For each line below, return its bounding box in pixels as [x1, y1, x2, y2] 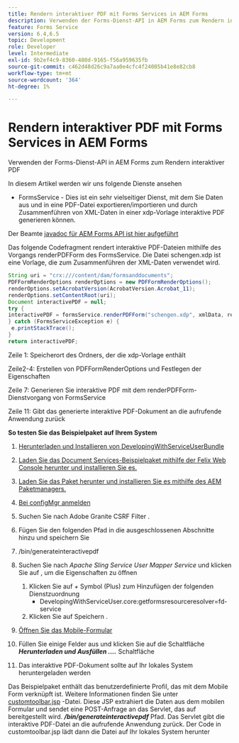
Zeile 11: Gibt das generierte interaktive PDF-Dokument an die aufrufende [8, 407, 222, 415]
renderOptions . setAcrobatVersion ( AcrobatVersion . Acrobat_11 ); [8, 285, 196, 292]
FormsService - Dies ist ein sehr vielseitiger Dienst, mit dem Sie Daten [18, 193, 223, 202]
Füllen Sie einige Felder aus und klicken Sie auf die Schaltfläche [18, 639, 205, 648]
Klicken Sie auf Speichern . [28, 612, 109, 620]
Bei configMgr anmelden [18, 498, 91, 507]
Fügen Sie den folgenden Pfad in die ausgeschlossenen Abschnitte [18, 525, 215, 534]
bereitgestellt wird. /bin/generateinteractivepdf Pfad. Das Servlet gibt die [8, 712, 226, 720]
